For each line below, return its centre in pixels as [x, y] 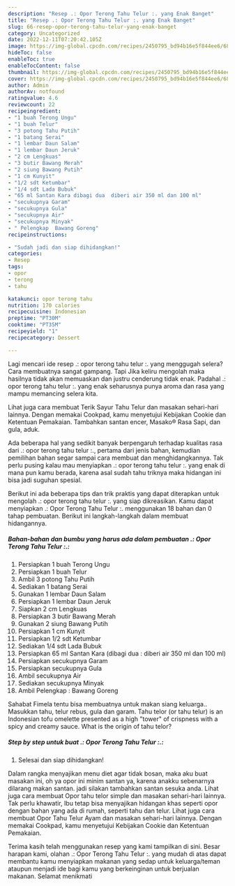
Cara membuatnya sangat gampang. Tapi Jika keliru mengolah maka [106, 371]
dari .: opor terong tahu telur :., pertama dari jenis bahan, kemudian [104, 450]
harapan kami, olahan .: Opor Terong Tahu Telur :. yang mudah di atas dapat [117, 854]
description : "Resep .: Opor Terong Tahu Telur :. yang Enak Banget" [111, 14]
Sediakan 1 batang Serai [53, 586]
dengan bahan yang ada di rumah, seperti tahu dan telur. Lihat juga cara [112, 811]
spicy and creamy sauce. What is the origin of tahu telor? [90, 726]
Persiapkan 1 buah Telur [52, 572]
